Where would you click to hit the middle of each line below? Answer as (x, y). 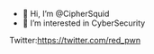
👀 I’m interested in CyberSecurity (84, 23)
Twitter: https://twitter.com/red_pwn (75, 40)
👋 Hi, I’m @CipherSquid (66, 14)
